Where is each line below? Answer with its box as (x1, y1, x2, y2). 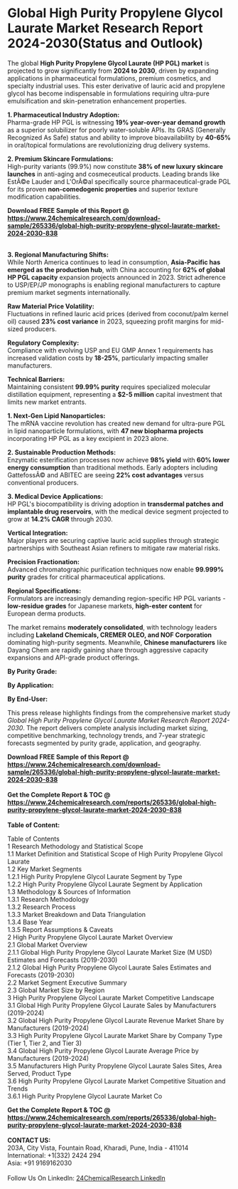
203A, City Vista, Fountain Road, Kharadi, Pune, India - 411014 (7, 1143, 189, 1152)
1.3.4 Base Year (7, 918, 53, 926)
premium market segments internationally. (7, 288, 131, 296)
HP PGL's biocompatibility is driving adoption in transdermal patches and (7, 499, 224, 508)
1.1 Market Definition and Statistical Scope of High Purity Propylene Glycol (7, 849, 223, 858)
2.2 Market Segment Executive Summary (7, 978, 127, 987)
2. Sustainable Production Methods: (7, 447, 116, 457)
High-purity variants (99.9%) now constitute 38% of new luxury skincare (7, 162, 224, 170)
